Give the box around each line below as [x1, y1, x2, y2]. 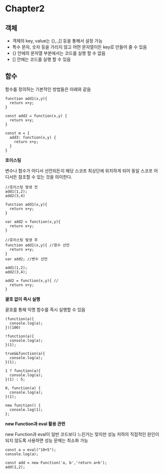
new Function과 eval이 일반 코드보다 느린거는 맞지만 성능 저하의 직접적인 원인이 [5, 431, 160, 437]
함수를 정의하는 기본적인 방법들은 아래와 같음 [5, 86, 91, 92]
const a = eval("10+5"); [5, 447, 56, 452]
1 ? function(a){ [5, 368, 41, 373]
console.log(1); [9, 407, 43, 412]
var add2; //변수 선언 [5, 256, 48, 262]
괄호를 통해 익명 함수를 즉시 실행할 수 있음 [5, 307, 85, 313]
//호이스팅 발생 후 [5, 237, 38, 242]
